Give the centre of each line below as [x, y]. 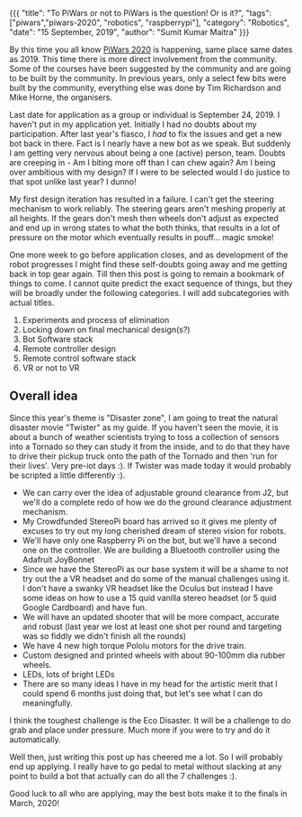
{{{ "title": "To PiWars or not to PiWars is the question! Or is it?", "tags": [141, 13]
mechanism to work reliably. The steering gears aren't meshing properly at [147, 209]
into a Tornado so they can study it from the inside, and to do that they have [150, 446]
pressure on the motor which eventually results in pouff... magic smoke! [142, 237]
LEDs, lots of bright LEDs [68, 674]
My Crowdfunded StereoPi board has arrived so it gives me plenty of [150, 521]
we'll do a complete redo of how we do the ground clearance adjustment [157, 502]
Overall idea [44, 396]
